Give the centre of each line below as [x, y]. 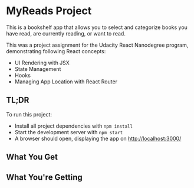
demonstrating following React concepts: [56, 51]
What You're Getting [44, 177]
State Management [38, 69]
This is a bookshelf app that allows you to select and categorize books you [97, 27]
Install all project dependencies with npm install [74, 126]
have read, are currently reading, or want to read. [66, 33]
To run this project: [29, 114]
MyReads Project [49, 11]
